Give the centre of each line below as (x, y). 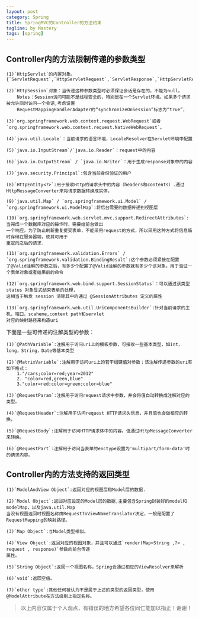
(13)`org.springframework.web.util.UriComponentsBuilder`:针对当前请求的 (96, 308)
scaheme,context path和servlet (66, 314)
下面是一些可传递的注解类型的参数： (50, 332)
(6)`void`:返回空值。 (31, 578)
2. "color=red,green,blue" (50, 379)
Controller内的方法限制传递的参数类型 (76, 59)
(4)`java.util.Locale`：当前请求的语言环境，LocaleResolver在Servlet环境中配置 (99, 139)
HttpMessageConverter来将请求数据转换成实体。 (59, 191)
